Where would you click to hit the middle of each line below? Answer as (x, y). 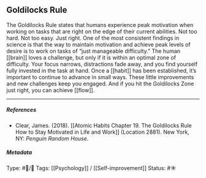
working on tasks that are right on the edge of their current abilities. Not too (102, 31)
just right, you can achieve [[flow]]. (51, 90)
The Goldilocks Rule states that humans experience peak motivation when (100, 25)
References (21, 110)
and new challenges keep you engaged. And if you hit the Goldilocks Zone (100, 83)
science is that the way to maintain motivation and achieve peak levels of (99, 44)
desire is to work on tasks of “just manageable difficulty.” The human (93, 51)
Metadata (19, 152)
